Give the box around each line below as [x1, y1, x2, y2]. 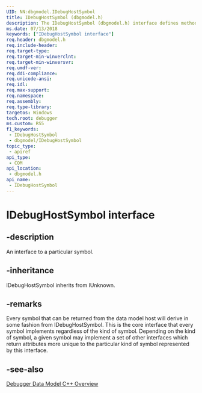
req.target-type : [6, 48, 50, 54]
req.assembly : [6, 98, 42, 104]
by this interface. [6, 347, 48, 354]
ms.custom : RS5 [6, 121, 44, 127]
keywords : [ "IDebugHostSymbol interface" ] [6, 31, 114, 37]
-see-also [6, 364, 44, 374]
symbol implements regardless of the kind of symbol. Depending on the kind [6, 327, 195, 335]
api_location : [6, 166, 42, 172]
